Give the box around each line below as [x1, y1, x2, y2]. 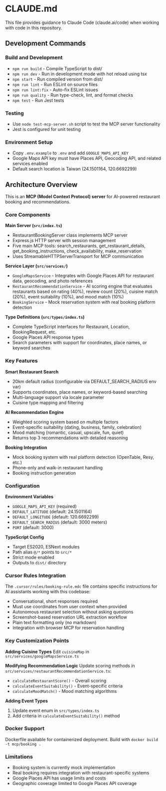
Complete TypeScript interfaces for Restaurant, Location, [12, 324, 130, 330]
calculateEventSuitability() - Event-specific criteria [12, 683, 123, 689]
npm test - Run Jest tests [12, 97, 64, 103]
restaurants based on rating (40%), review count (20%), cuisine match [12, 288, 158, 294]
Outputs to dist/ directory [12, 559, 66, 565]
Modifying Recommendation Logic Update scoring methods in [5, 662, 136, 668]
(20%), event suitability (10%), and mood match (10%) [12, 294, 124, 300]
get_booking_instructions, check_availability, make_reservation [12, 248, 142, 254]
